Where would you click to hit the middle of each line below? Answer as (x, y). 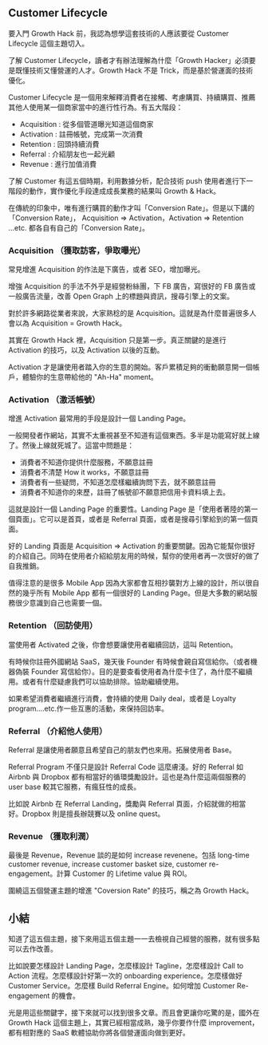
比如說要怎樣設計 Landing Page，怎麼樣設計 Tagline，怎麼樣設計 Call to (126, 966)
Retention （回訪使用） (53, 625)
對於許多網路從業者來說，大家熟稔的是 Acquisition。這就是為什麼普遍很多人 (132, 313)
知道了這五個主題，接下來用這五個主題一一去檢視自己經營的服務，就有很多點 (134, 939)
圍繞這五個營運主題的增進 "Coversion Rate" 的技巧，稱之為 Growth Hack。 (131, 891)
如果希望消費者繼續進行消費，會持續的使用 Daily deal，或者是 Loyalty (122, 698)
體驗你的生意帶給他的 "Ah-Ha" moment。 (90, 377)
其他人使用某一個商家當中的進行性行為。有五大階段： (96, 107)
